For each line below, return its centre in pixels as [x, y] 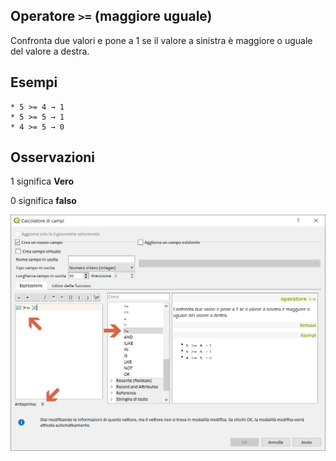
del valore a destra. [50, 51]
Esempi [34, 82]
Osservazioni [53, 157]
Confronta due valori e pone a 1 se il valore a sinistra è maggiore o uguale [161, 40]
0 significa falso [43, 201]
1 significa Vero [42, 181]
